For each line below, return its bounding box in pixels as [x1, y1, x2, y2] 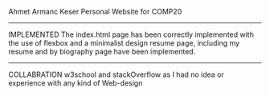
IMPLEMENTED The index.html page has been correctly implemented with [8, 30, 255, 39]
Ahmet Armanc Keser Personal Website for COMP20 [8, 7, 182, 16]
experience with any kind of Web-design [8, 78, 143, 87]
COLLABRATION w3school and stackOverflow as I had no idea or [8, 70, 225, 79]
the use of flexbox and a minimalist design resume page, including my [8, 38, 239, 47]
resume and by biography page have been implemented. [8, 47, 196, 56]
